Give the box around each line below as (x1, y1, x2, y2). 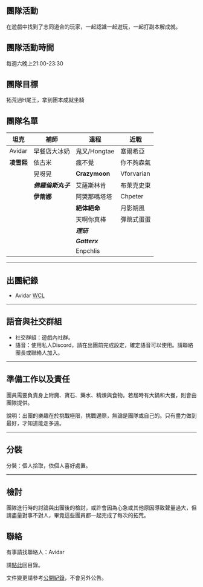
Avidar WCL (14, 292, 45, 299)
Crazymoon (76, 169, 111, 178)
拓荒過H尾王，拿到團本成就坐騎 (6, 96, 85, 104)
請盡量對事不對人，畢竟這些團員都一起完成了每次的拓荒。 (6, 512, 149, 519)
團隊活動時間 (6, 42, 54, 53)
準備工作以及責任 (6, 374, 70, 384)
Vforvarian (120, 169, 150, 178)
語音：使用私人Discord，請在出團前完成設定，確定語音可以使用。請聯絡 (14, 341, 193, 349)
